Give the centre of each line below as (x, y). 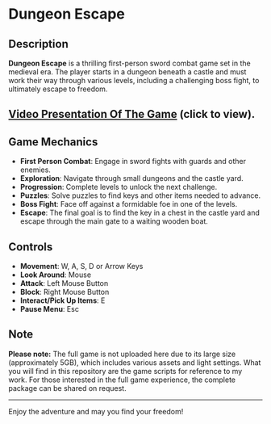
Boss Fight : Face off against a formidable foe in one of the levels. (129, 204)
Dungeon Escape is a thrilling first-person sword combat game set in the (130, 63)
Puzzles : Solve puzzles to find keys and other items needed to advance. (140, 195)
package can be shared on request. (67, 388)
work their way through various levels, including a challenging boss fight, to (134, 80)
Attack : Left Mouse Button (64, 283)
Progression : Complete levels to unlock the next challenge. (119, 187)
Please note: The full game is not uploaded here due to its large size (122, 354)
